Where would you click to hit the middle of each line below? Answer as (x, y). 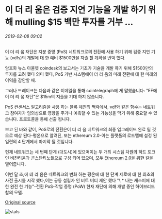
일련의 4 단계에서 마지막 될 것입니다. (39, 142)
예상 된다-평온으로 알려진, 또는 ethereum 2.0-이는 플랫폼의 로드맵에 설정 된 (85, 135)
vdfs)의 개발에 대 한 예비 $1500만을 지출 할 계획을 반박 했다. (69, 58)
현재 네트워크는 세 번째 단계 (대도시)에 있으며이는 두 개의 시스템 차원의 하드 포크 (80, 152)
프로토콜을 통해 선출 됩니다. (45, 119)
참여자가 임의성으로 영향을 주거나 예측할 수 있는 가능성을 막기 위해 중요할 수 (81, 113)
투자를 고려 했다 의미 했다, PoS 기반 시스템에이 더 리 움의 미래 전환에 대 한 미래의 (81, 74)
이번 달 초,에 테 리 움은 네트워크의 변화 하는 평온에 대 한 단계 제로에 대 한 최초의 (80, 174)
